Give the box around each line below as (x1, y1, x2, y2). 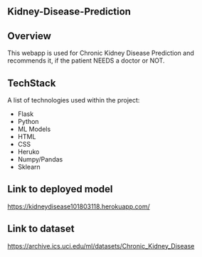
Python (17, 117, 39, 126)
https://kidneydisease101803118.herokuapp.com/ (7, 202, 151, 211)
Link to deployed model (7, 183, 113, 195)
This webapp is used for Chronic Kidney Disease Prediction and (7, 49, 194, 58)
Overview (7, 30, 52, 42)
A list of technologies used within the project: (7, 96, 140, 105)
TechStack (7, 77, 56, 89)
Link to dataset (7, 223, 75, 235)
